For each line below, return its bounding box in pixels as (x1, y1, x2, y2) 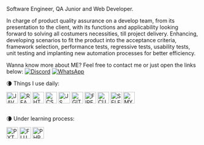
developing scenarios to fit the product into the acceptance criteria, (6, 37, 177, 43)
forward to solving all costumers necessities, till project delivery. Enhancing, (6, 30, 198, 37)
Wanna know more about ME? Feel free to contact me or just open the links (6, 61, 196, 69)
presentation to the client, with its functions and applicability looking (6, 24, 179, 31)
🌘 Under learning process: (6, 115, 75, 122)
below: (6, 68, 23, 75)
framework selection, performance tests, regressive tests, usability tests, (6, 43, 191, 50)
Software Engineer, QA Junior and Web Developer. (6, 6, 134, 12)
